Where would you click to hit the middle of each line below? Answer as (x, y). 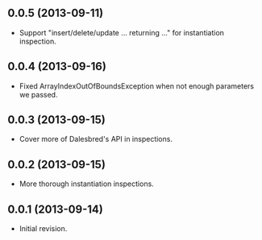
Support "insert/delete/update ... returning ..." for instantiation (122, 32)
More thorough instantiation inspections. (86, 184)
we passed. (38, 94)
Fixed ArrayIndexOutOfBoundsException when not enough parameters (137, 86)
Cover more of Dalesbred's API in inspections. (96, 139)
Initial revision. (43, 229)
